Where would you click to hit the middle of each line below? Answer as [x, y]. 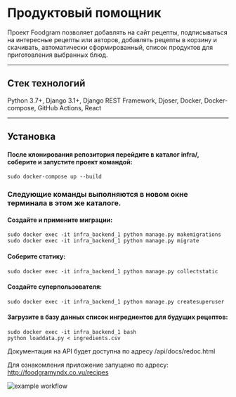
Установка [32, 137]
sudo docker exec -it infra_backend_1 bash [72, 332]
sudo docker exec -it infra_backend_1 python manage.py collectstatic [113, 271]
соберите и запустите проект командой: [70, 162]
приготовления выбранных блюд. [58, 55]
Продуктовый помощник [84, 13]
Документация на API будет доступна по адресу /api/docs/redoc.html [111, 351]
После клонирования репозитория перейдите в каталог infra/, [103, 154]
